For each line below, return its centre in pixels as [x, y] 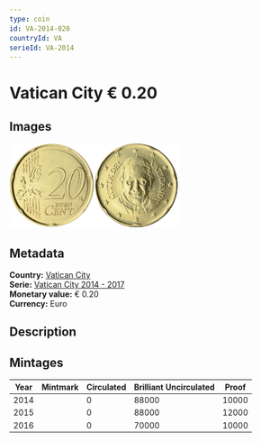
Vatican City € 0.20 [83, 93]
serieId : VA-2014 [42, 48]
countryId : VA [36, 38]
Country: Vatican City [50, 275]
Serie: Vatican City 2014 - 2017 [67, 285]
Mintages [36, 362]
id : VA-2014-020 [40, 28]
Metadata [37, 253]
